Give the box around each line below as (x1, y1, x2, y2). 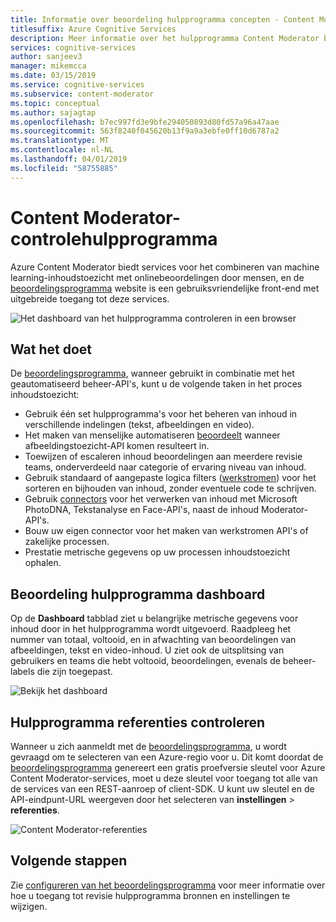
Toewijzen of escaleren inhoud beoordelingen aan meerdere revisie (24, 451, 303, 463)
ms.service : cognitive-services (10, 80, 145, 90)
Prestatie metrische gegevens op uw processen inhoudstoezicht (24, 546, 291, 558)
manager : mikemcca (10, 61, 87, 71)
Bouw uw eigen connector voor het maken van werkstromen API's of (24, 525, 309, 537)
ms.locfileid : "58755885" (10, 163, 118, 173)
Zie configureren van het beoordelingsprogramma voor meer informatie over (10, 879, 326, 891)
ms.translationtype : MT (10, 136, 110, 146)
